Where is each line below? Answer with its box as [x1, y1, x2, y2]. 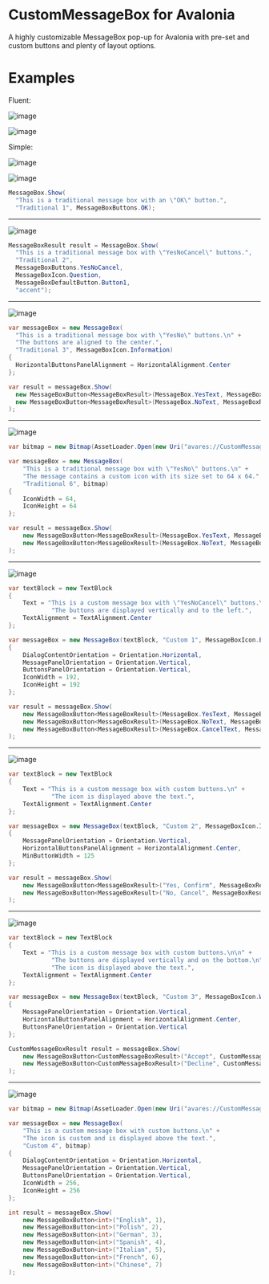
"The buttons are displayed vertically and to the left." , [50, 606, 252, 615]
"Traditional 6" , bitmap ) [22, 479, 110, 487]
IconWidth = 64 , [22, 495, 78, 503]
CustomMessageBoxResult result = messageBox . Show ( [8, 1045, 181, 1053]
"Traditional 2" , [15, 256, 74, 264]
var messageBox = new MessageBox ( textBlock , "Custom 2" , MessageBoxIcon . [8, 821, 260, 830]
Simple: [8, 142, 34, 152]
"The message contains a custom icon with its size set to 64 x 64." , [22, 472, 263, 480]
